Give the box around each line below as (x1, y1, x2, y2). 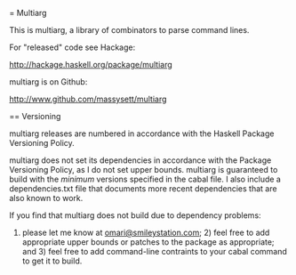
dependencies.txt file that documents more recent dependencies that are (9, 183, 277, 194)
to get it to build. (21, 255, 83, 266)
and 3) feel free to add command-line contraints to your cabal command (21, 247, 287, 256)
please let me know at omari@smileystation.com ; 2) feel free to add (21, 227, 270, 238)
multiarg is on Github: (9, 77, 88, 87)
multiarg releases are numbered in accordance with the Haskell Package (9, 128, 275, 139)
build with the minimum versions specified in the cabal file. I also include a (9, 174, 282, 184)
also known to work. (9, 193, 84, 203)
